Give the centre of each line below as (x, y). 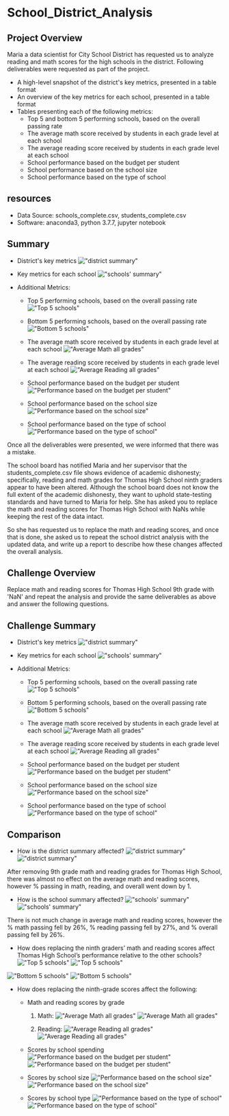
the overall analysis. (35, 551)
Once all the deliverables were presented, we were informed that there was (113, 445)
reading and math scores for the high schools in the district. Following (105, 62)
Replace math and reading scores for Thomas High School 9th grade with (111, 590)
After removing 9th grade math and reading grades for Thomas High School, (114, 872)
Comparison (34, 834)
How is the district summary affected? (70, 851)
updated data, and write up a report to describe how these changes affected (115, 544)
